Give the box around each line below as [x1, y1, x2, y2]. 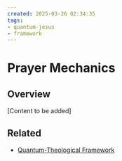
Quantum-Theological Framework [17, 146, 115, 155]
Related [7, 127, 42, 139]
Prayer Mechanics [7, 60, 116, 76]
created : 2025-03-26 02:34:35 [7, 10, 96, 18]
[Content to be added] [7, 107, 72, 115]
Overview [7, 88, 51, 100]
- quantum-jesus [7, 23, 55, 30]
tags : [7, 17, 23, 24]
